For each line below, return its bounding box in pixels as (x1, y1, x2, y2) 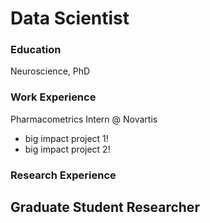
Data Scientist (10, 7, 130, 30)
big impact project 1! (24, 132, 109, 144)
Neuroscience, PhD (10, 65, 91, 77)
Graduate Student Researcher (10, 199, 200, 216)
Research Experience (10, 168, 117, 182)
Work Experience (10, 90, 97, 104)
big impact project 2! (24, 143, 111, 155)
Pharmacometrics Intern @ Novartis (10, 113, 158, 125)
